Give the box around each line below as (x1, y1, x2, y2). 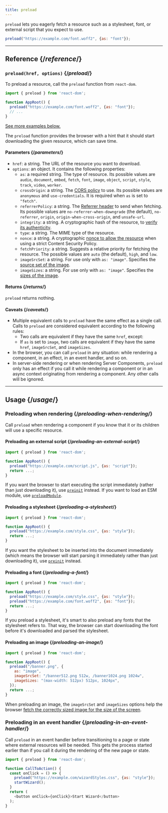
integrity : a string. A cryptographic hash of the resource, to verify (19, 219, 157, 225)
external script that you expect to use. (5, 26, 83, 33)
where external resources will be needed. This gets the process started (5, 742, 152, 748)
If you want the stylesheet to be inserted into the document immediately (5, 547, 153, 553)
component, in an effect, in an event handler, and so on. (12, 355, 127, 361)
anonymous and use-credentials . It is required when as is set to (19, 192, 148, 198)
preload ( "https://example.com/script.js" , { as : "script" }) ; (9, 463, 137, 469)
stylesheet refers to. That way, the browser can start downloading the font (5, 623, 158, 629)
